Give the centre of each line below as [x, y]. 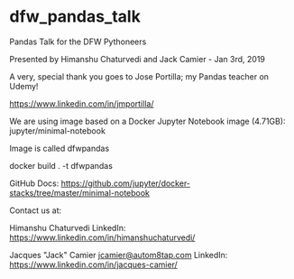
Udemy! [24, 86]
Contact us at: [35, 210]
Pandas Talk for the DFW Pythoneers [78, 42]
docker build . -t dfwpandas [61, 165]
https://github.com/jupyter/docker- [126, 183]
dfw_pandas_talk [75, 17]
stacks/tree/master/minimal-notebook [80, 192]
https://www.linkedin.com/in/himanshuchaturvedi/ [102, 237]
